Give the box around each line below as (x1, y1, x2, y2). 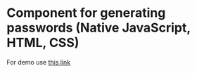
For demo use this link (6, 58, 71, 66)
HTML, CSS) (6, 35, 80, 51)
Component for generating (6, 5, 166, 21)
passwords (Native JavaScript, (6, 20, 191, 36)
